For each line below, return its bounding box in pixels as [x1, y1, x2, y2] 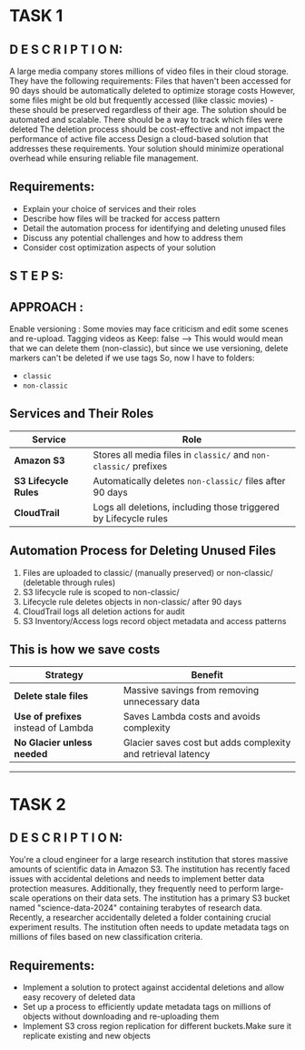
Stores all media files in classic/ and [93, 448, 250, 460]
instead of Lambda [14, 722, 93, 734]
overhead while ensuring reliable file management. [9, 153, 199, 164]
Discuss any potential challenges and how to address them [22, 232, 243, 243]
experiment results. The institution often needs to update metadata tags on [9, 922, 290, 933]
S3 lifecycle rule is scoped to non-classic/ [22, 586, 180, 597]
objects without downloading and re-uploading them [22, 1011, 220, 1022]
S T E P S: [9, 268, 64, 284]
